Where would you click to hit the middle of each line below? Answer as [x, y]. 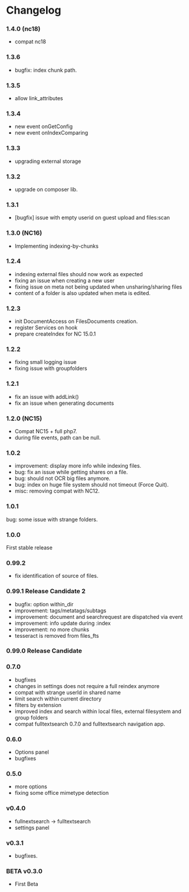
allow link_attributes [39, 98]
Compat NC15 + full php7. [46, 431]
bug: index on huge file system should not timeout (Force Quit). [92, 485]
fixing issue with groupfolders [51, 369]
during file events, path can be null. [58, 438]
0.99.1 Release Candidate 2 [46, 592]
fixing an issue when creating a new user [65, 280]
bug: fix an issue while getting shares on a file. [71, 472]
